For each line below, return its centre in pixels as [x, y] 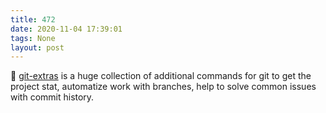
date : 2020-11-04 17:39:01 [66, 29]
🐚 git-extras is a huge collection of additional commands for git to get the [161, 76]
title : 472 [33, 19]
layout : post [37, 47]
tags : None [33, 38]
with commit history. [52, 97]
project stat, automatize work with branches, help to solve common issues [163, 87]
